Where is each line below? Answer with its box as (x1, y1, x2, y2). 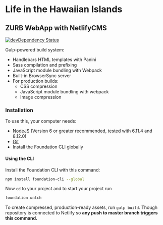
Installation (5, 106, 34, 114)
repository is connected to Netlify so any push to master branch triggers (5, 210, 158, 216)
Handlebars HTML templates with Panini (12, 57, 96, 63)
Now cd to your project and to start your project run (5, 186, 112, 192)
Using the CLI (5, 155, 34, 161)
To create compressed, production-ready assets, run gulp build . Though (5, 204, 158, 210)
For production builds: (12, 78, 59, 84)
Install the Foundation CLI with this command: (5, 166, 100, 173)
